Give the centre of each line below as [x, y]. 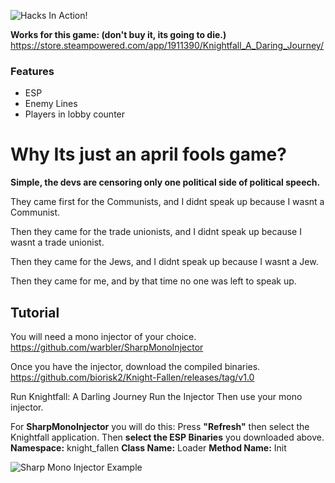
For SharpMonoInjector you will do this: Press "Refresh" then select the [160, 427]
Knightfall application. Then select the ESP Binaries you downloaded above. [167, 437]
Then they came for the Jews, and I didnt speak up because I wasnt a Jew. [164, 262]
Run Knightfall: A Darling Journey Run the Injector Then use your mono [156, 397]
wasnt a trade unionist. [57, 242]
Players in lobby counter [75, 114]
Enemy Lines [51, 104]
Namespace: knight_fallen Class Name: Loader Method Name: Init [148, 448]
